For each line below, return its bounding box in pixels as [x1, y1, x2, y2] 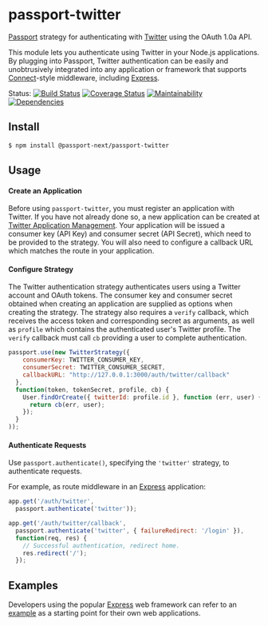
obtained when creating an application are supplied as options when [8, 299, 233, 309]
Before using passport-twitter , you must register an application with [8, 204, 235, 213]
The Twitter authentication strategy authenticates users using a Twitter [8, 282, 241, 292]
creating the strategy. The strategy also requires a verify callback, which [8, 308, 249, 317]
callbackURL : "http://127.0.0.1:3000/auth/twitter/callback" [22, 371, 230, 379]
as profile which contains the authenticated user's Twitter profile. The [8, 325, 241, 334]
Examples [8, 578, 58, 592]
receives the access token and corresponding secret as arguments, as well [8, 316, 255, 325]
